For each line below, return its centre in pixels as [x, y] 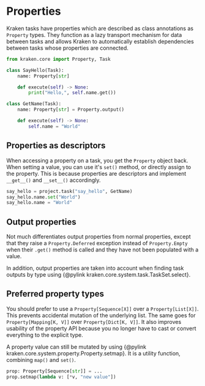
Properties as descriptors [56, 146]
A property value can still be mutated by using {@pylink [76, 347]
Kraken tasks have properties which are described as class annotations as [100, 28]
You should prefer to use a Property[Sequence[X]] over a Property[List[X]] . [102, 309]
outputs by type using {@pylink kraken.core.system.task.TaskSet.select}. [99, 275]
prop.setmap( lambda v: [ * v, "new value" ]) [61, 377]
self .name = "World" [54, 126]
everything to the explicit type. [45, 335]
